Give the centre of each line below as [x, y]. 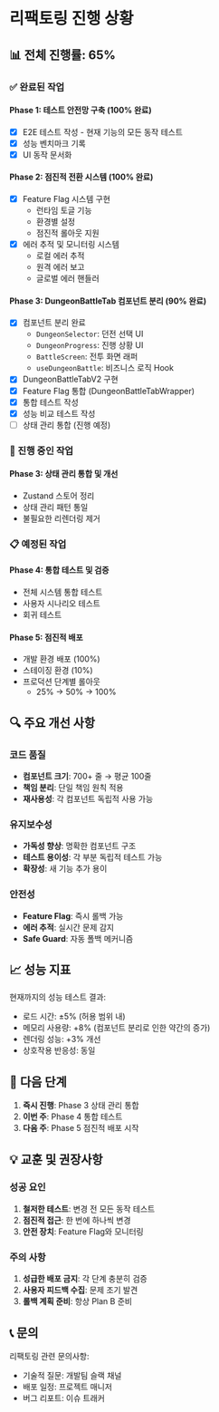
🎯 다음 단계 [38, 1082]
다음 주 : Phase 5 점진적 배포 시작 [81, 1128]
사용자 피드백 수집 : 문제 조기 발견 [80, 1290]
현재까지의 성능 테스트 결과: [58, 997]
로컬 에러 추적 [60, 256]
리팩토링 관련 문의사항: [49, 1356]
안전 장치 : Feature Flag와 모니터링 [83, 1231]
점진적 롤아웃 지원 [67, 233]
